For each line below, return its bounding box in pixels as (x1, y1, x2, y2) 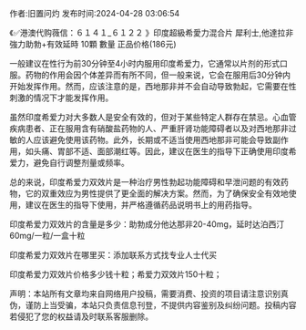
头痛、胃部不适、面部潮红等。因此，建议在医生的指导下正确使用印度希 (33, 146, 297, 157)
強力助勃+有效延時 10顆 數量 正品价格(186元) (9, 39, 177, 49)
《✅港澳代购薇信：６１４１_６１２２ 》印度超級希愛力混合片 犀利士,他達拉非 (9, 27, 294, 38)
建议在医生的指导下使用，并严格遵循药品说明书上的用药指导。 (25, 200, 257, 210)
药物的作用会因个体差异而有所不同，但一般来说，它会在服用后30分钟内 (25, 69, 291, 80)
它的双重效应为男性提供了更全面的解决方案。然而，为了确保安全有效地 (25, 188, 289, 199)
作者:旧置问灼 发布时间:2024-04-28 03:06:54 (9, 8, 180, 18)
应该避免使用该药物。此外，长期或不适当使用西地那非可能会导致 (33, 135, 273, 145)
